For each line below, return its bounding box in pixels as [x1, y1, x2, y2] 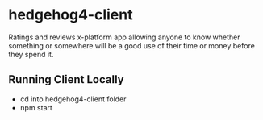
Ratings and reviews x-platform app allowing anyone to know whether [8, 32, 240, 42]
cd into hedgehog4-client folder [19, 94, 127, 104]
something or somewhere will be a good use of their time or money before [8, 40, 256, 50]
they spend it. [8, 49, 54, 59]
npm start [19, 102, 52, 112]
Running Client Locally [8, 72, 124, 86]
